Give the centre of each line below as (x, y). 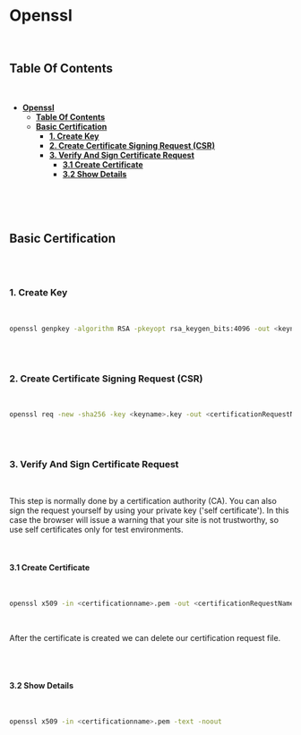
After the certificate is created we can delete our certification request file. (145, 638)
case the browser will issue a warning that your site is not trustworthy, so (144, 520)
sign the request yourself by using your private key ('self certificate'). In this (149, 510)
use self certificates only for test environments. (96, 530)
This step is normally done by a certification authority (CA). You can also (143, 501)
